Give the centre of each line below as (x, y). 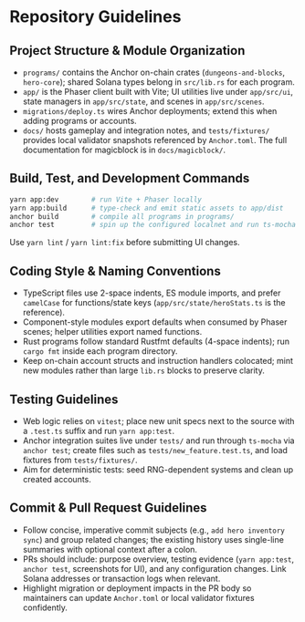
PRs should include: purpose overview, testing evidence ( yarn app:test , (158, 559)
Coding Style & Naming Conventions (115, 271)
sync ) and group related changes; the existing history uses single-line (153, 539)
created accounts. (57, 479)
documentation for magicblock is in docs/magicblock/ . (124, 150)
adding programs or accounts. (79, 121)
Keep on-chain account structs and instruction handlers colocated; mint (158, 361)
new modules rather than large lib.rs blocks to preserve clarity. (143, 370)
